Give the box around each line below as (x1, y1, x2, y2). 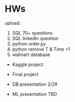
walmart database (12, 52, 51, 58)
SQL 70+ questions (12, 30, 53, 36)
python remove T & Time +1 (12, 46, 70, 52)
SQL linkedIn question (12, 35, 59, 41)
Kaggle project (12, 61, 43, 67)
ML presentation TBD (12, 91, 57, 97)
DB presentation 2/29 (12, 81, 58, 87)
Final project (12, 71, 39, 77)
